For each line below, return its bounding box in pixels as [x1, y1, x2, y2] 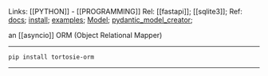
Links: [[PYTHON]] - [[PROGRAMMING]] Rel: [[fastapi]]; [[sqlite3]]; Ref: [8, 7, 243, 16]
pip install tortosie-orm [8, 53, 94, 61]
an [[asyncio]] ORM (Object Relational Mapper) [8, 31, 163, 40]
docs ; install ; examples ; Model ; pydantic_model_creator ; [8, 15, 193, 25]
